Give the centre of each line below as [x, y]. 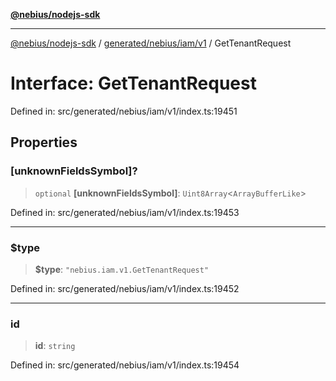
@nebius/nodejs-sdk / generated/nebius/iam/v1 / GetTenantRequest [151, 43]
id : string [55, 346]
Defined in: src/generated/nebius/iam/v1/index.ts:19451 [124, 111]
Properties [44, 142]
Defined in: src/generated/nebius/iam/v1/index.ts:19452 [125, 288]
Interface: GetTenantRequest [133, 83]
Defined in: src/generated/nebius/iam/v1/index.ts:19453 [125, 212]
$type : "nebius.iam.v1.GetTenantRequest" [122, 269]
